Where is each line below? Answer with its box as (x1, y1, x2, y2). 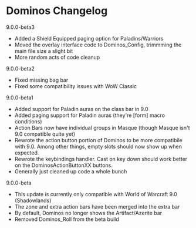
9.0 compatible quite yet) (14, 130, 76, 138)
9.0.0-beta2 (6, 65, 35, 72)
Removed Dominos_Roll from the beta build (14, 216, 119, 223)
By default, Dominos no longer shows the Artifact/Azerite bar (14, 209, 163, 216)
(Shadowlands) (14, 197, 52, 204)
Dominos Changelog (6, 4, 108, 18)
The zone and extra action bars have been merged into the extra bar (14, 203, 180, 210)
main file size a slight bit (14, 47, 73, 54)
